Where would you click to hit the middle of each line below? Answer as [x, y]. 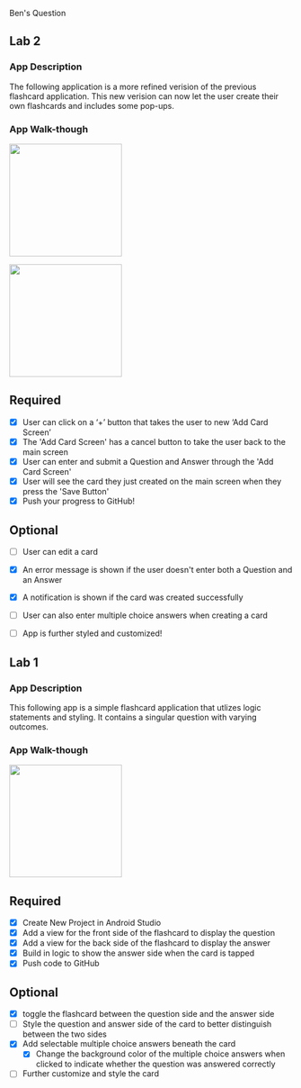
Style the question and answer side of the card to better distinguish [147, 1024]
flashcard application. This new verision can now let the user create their [144, 96]
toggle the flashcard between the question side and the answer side [148, 1014]
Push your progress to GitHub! [79, 501]
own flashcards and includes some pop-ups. [92, 105]
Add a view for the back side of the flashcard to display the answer [146, 943]
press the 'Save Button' [66, 492]
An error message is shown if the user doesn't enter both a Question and [157, 569]
